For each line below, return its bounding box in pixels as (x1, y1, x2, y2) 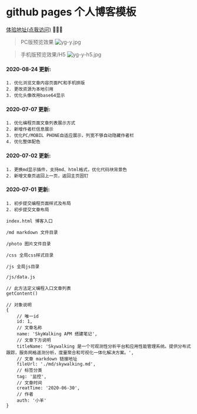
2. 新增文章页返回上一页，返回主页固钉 (6, 173, 89, 179)
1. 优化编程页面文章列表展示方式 (6, 120, 75, 126)
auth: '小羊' (16, 398, 47, 403)
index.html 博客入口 (6, 218, 53, 224)
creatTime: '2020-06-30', (16, 385, 81, 391)
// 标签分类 (16, 367, 42, 373)
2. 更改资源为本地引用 (6, 86, 54, 92)
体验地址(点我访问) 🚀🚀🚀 (6, 26, 63, 33)
